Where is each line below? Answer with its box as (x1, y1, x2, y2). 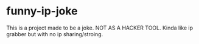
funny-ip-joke (6, 4, 78, 18)
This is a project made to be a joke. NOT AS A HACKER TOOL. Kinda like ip (6, 24, 194, 31)
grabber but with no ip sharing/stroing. (6, 30, 103, 37)
